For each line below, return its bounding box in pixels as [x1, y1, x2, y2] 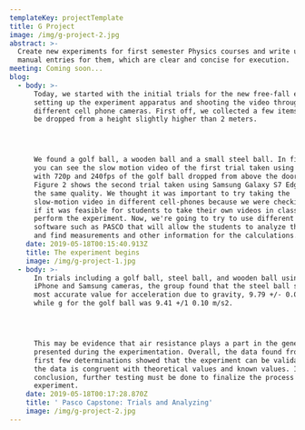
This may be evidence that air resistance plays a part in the [33, 339, 279, 348]
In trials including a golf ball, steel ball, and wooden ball [33, 274, 279, 283]
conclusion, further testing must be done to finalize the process [33, 373, 295, 382]
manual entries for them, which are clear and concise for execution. [17, 55, 290, 65]
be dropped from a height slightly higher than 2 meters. [33, 115, 258, 124]
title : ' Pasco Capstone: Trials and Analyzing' [25, 398, 213, 407]
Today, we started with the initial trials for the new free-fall [33, 89, 290, 98]
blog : [9, 73, 30, 82]
